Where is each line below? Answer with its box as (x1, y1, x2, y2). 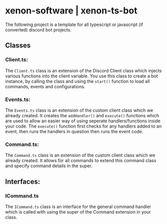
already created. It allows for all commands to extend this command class (5, 158, 157, 164)
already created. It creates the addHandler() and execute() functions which (5, 112, 160, 118)
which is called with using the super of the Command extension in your (5, 209, 151, 215)
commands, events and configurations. (5, 83, 86, 89)
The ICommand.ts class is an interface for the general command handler (5, 204, 151, 210)
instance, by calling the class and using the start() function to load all (5, 78, 150, 84)
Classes (5, 41, 31, 50)
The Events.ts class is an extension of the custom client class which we (5, 107, 154, 113)
